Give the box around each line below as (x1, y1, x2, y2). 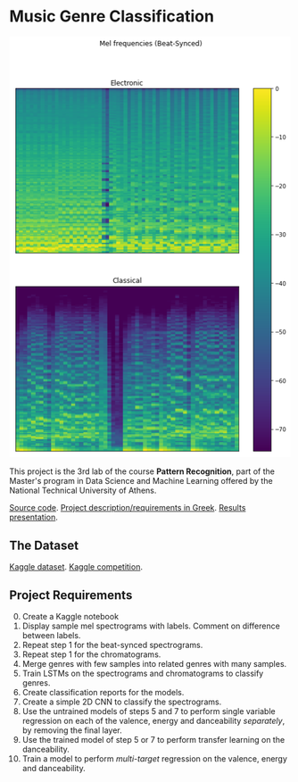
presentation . (9, 512, 58, 523)
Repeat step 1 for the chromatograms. (21, 649, 161, 660)
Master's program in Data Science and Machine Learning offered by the (9, 476, 274, 487)
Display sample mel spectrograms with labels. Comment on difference (21, 620, 281, 631)
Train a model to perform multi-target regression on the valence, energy (21, 753, 288, 764)
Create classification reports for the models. (21, 687, 185, 698)
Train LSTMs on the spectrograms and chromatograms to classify (21, 668, 264, 679)
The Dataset (9, 537, 79, 553)
